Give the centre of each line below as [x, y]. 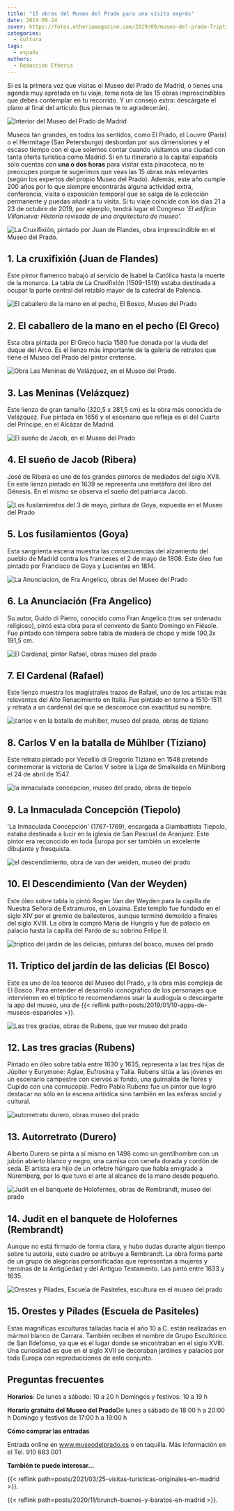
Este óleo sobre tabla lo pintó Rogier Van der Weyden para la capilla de [109, 900]
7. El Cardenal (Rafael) [56, 676]
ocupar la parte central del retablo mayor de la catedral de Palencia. [104, 291]
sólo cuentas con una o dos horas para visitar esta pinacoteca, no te [106, 164]
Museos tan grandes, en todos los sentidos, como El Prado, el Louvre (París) [117, 135]
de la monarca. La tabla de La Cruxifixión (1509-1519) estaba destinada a [111, 283]
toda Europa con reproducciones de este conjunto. [80, 1358]
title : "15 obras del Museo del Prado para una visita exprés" [101, 14]
